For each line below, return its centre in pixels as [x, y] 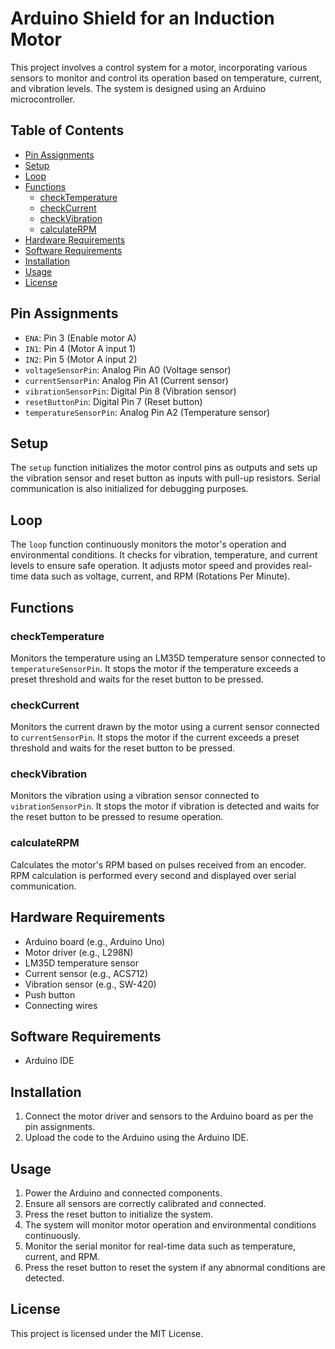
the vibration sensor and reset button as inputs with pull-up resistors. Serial [165, 478]
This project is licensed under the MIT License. [107, 1333]
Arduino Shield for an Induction [142, 18]
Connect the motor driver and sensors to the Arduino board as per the [169, 1116]
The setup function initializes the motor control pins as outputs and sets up [164, 468]
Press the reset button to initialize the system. [118, 1214]
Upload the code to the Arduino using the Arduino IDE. [137, 1138]
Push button [50, 994]
